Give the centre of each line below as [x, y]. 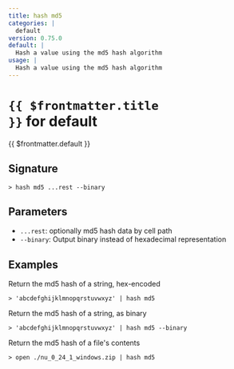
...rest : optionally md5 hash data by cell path [96, 231]
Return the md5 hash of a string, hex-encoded [85, 284]
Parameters [38, 212]
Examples [33, 265]
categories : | [32, 23]
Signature [33, 169]
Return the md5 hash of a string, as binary [77, 314]
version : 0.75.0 [35, 38]
